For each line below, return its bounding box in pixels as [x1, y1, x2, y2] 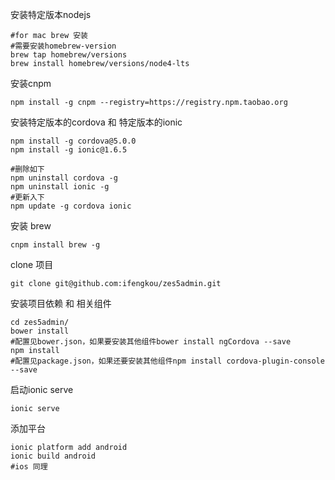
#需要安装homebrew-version [10, 41, 117, 51]
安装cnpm [10, 78, 52, 89]
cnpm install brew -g [10, 240, 101, 250]
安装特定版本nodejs [10, 9, 92, 20]
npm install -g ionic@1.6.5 [10, 145, 128, 155]
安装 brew [10, 220, 52, 232]
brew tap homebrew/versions [10, 50, 128, 60]
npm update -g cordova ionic [10, 201, 132, 211]
